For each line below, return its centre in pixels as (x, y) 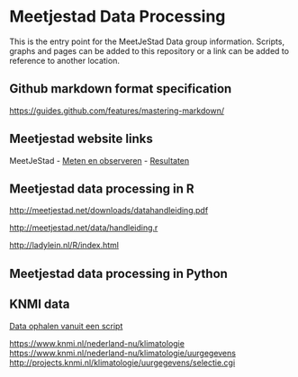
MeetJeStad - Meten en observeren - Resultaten (99, 160)
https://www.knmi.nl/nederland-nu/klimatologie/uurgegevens (123, 353)
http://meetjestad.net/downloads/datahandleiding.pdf (109, 211)
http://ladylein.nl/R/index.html (64, 246)
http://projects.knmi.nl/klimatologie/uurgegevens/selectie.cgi (122, 363)
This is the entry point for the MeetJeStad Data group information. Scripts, (147, 41)
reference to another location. (64, 60)
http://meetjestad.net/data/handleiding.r (84, 228)
